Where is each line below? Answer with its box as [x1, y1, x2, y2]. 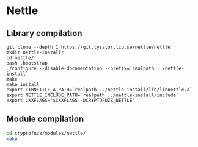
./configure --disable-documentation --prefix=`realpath [6, 65, 155, 71]
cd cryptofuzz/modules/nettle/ [6, 130, 86, 136]
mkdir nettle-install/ [6, 49, 64, 56]
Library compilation [6, 28, 82, 38]
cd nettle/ [6, 55, 34, 61]
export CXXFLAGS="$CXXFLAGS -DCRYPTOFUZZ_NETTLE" [6, 98, 136, 104]
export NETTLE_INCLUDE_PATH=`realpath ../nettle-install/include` [6, 92, 179, 98]
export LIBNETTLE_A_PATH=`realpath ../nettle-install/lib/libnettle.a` [6, 87, 193, 93]
